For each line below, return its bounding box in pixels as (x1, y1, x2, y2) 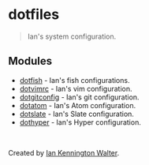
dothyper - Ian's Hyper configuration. (19, 117, 142, 127)
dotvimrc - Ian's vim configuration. (19, 84, 132, 93)
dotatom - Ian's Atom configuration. (19, 100, 136, 110)
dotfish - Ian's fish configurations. (19, 75, 130, 84)
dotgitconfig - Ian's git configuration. (19, 92, 140, 102)
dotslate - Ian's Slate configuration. (19, 109, 134, 118)
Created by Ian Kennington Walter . (8, 148, 120, 157)
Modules (8, 54, 53, 68)
